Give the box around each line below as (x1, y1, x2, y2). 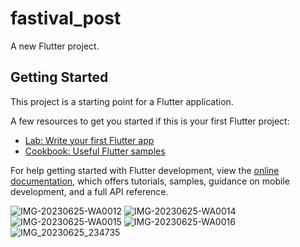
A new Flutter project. (10, 40, 100, 52)
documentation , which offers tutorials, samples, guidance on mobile (10, 175, 290, 187)
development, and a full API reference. (10, 185, 169, 197)
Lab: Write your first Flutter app (24, 134, 155, 146)
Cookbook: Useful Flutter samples (24, 145, 166, 157)
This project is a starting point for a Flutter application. (10, 95, 234, 107)
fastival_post (10, 7, 122, 30)
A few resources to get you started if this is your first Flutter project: (10, 115, 290, 127)
